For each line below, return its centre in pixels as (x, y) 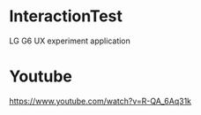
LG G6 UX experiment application (70, 41)
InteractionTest (66, 16)
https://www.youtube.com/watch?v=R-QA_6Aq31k (100, 101)
